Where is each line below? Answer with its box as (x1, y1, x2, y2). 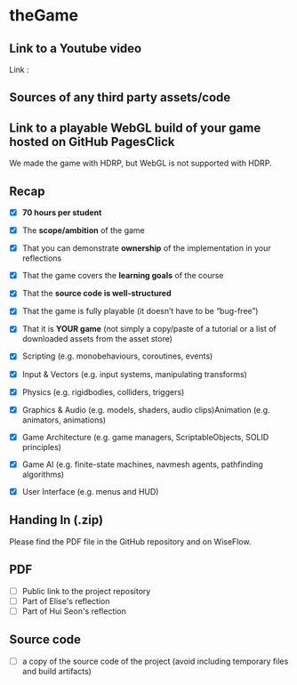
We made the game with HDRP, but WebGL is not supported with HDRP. (9, 157, 273, 169)
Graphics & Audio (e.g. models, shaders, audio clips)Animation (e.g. (21, 404, 270, 415)
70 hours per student (21, 207, 102, 218)
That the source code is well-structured (21, 288, 172, 299)
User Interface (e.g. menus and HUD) (21, 486, 159, 496)
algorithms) (21, 469, 65, 479)
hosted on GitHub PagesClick (9, 134, 175, 149)
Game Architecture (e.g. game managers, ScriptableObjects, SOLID (21, 431, 269, 442)
